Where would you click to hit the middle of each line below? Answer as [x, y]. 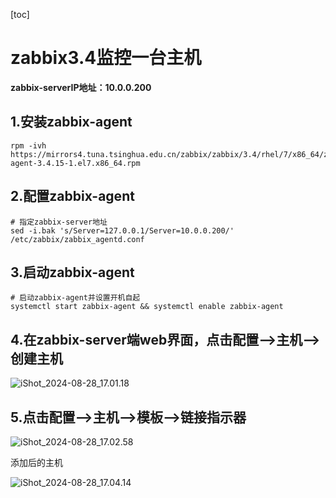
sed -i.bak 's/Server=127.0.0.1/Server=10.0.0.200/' [122, 230]
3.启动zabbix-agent [72, 272]
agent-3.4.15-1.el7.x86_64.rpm [75, 163]
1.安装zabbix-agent [71, 122]
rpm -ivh [28, 145]
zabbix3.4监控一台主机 [106, 58]
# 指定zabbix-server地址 [59, 222]
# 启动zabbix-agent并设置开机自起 [75, 298]
